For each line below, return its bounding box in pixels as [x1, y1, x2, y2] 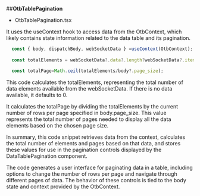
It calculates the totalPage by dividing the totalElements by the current [6, 102, 179, 110]
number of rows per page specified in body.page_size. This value [6, 109, 167, 116]
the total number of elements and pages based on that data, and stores [6, 139, 181, 147]
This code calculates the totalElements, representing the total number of [6, 79, 183, 86]
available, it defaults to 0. [6, 91, 68, 98]
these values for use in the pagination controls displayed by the [6, 146, 162, 153]
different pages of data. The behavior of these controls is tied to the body [6, 176, 186, 183]
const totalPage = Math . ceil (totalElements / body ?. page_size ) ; [11, 68, 164, 74]
